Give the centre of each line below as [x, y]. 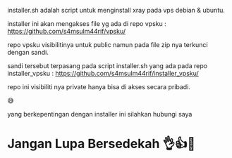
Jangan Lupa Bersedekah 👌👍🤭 [102, 144]
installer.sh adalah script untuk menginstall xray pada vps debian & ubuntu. [116, 10]
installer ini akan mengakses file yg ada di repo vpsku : [87, 24]
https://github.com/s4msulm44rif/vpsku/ [67, 31]
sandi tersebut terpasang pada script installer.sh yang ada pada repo [108, 66]
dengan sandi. [28, 52]
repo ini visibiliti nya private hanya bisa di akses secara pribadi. [99, 87]
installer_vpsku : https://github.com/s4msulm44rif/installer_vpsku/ [103, 73]
